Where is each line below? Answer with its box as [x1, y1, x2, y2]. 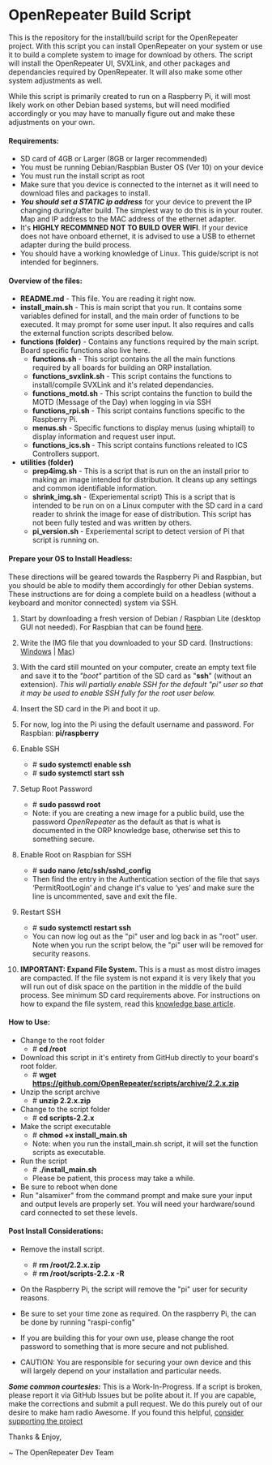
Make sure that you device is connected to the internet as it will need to [19, 180, 259, 190]
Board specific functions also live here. [19, 346, 151, 355]
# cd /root [32, 1044, 66, 1054]
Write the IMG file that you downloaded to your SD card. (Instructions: [19, 638, 253, 647]
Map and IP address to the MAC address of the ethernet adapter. [19, 214, 236, 224]
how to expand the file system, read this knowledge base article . [19, 999, 236, 1008]
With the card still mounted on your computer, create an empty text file [19, 662, 257, 672]
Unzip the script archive [19, 1087, 100, 1097]
